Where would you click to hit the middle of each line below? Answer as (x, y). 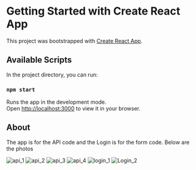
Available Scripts (39, 60)
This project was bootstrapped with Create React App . (75, 41)
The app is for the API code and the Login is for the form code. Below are (98, 142)
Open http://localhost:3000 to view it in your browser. (74, 109)
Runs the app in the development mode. (56, 102)
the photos (20, 148)
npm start (21, 90)
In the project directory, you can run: (52, 75)
